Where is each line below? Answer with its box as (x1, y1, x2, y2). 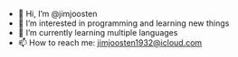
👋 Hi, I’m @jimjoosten (17, 9, 98, 19)
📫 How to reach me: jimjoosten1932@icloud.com (17, 37, 203, 48)
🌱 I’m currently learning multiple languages (17, 28, 178, 37)
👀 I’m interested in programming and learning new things (17, 18, 230, 28)
